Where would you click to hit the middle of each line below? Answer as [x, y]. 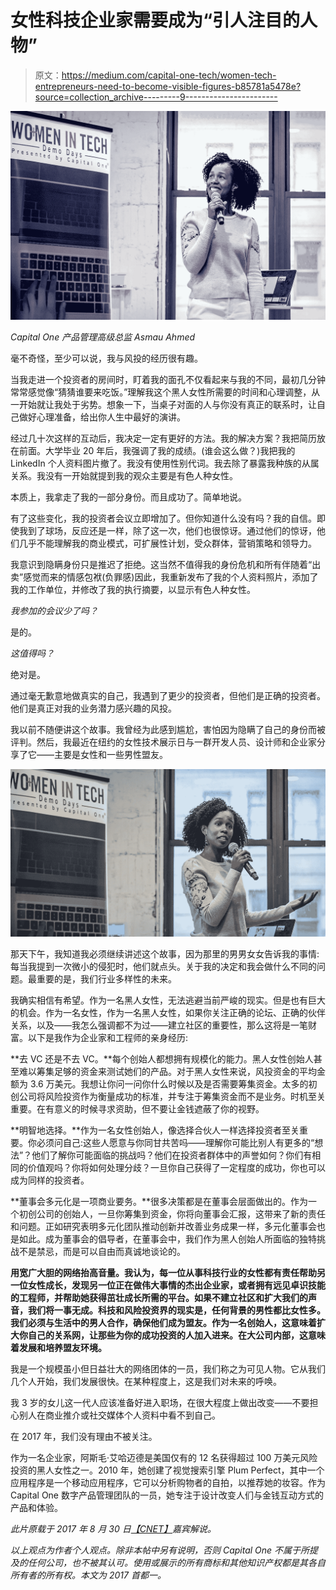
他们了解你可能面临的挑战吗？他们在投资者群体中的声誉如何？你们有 [172, 1155]
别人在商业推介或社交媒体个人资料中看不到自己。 [119, 1415]
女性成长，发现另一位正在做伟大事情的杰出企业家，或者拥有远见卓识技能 [176, 1285]
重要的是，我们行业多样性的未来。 [106, 979]
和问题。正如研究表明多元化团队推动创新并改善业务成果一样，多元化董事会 [163, 1227]
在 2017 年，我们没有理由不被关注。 [84, 1437]
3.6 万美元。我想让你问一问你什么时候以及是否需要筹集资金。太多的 [169, 1084]
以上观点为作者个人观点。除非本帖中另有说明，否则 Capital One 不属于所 [160, 1550]
